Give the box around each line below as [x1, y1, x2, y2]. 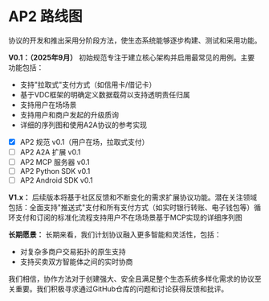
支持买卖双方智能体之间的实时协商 [19, 257, 133, 266]
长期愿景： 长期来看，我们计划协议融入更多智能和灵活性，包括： [8, 230, 222, 240]
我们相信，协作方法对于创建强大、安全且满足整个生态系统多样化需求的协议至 [8, 274, 262, 284]
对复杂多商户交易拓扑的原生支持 [19, 247, 126, 257]
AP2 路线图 [8, 7, 83, 26]
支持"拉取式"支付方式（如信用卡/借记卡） [19, 80, 157, 89]
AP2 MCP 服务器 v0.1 [19, 158, 90, 167]
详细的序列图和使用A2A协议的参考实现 [19, 120, 147, 130]
